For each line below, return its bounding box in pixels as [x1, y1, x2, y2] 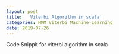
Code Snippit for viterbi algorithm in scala [6, 41, 108, 48]
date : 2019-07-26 [6, 25, 49, 31]
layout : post [6, 8, 39, 15]
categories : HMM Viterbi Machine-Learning [6, 19, 113, 25]
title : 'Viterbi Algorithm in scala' [6, 14, 102, 20]
